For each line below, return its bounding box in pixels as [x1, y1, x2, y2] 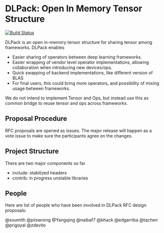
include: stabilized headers [12, 169, 67, 175]
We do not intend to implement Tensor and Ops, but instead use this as [5, 95, 149, 101]
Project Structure [5, 147, 59, 156]
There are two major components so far [5, 160, 85, 166]
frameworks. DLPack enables [5, 44, 65, 50]
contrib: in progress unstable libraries [12, 175, 88, 181]
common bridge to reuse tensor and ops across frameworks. [5, 100, 128, 106]
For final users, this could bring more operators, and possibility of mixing [12, 80, 160, 86]
